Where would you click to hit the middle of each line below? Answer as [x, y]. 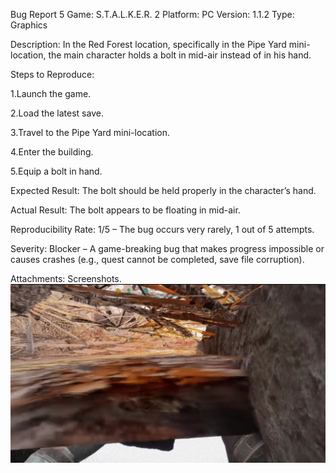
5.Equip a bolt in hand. [56, 171]
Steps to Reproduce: [52, 74]
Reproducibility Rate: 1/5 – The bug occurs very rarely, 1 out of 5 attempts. [162, 229]
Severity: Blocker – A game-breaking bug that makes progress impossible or [167, 248]
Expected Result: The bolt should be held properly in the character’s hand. [163, 190]
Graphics [29, 25]
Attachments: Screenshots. [66, 278]
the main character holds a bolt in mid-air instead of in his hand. [180, 55]
